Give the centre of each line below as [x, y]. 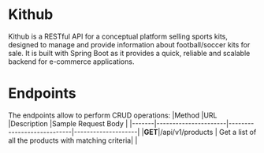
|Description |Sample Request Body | [68, 123]
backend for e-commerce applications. [71, 62]
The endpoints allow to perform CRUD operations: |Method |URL [113, 115]
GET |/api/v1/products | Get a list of [200, 132]
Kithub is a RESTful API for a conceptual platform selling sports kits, [118, 36]
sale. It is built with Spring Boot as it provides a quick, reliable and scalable [129, 53]
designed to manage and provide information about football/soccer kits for [129, 44]
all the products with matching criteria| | [73, 140]
